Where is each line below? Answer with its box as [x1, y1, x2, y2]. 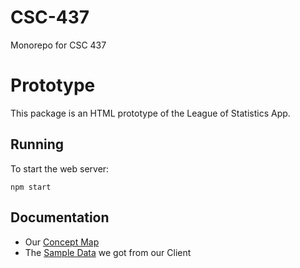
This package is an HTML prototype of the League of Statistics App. [10, 107, 291, 119]
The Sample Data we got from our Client [24, 246, 192, 258]
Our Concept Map [24, 236, 100, 248]
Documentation [10, 209, 110, 226]
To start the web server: [10, 162, 110, 175]
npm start [10, 182, 52, 192]
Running [10, 136, 65, 153]
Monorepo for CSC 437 [10, 39, 107, 51]
